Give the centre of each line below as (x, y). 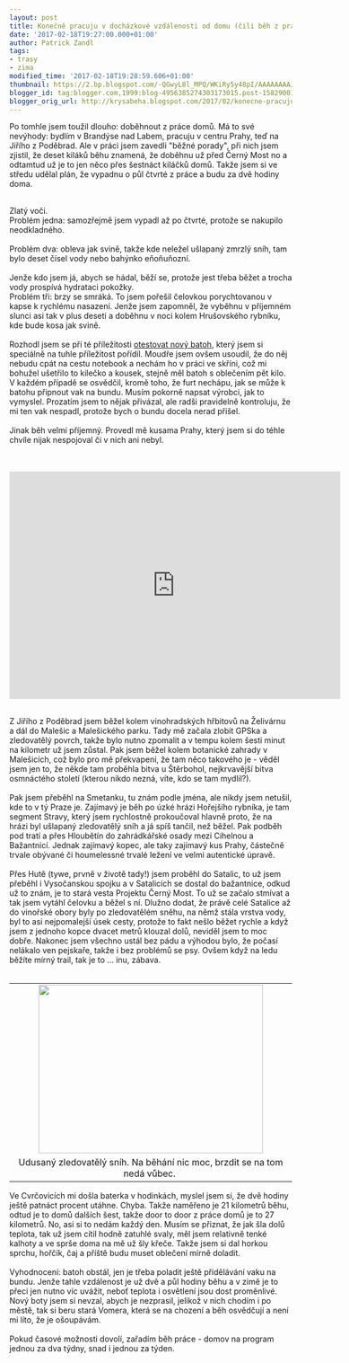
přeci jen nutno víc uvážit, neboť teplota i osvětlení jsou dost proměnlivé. (144, 1291)
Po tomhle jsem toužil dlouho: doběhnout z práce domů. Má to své (132, 127)
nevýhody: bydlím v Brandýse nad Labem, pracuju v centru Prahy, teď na (144, 137)
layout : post (34, 18)
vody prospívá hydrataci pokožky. (72, 288)
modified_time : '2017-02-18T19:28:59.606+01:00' (102, 76)
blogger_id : (31, 93)
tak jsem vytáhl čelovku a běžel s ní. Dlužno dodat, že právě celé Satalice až (150, 903)
